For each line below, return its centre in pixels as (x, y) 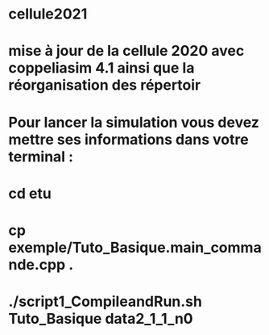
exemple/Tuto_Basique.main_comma (135, 247)
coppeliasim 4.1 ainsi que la (101, 68)
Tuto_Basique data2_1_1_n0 (101, 319)
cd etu (30, 193)
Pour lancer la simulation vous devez (134, 122)
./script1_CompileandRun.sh (106, 301)
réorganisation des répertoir (105, 85)
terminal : (41, 156)
